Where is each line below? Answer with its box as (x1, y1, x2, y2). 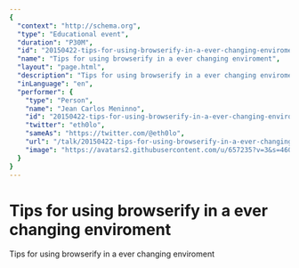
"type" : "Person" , (25, 95, 93, 105)
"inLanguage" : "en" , (17, 79, 93, 88)
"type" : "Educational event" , (17, 29, 129, 38)
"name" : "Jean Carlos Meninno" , (25, 104, 145, 113)
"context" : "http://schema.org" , (17, 21, 141, 30)
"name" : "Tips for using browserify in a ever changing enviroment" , (17, 54, 280, 63)
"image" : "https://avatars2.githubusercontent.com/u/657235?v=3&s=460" (25, 145, 296, 154)
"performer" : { (17, 87, 74, 96)
